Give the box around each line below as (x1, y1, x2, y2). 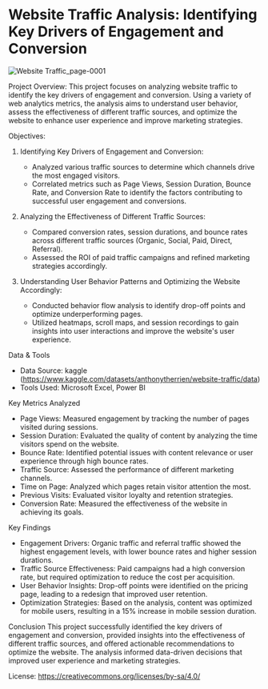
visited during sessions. (19, 422, 98, 431)
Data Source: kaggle (19, 366, 88, 375)
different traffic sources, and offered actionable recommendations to (8, 639, 234, 648)
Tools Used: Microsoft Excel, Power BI (19, 383, 146, 392)
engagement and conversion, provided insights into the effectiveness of (8, 630, 246, 639)
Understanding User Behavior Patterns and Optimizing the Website (19, 276, 241, 286)
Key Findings (8, 523, 51, 532)
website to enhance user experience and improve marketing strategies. (8, 115, 243, 125)
